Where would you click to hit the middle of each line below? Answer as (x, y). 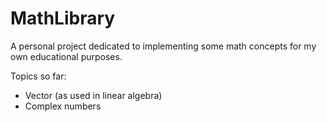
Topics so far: (38, 76)
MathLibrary (63, 18)
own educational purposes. (66, 56)
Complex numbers (63, 106)
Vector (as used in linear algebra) (93, 95)
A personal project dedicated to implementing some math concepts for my (163, 46)
